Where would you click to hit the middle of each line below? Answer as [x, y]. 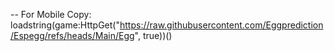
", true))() [153, 35]
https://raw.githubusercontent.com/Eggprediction [221, 25]
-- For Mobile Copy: [51, 14]
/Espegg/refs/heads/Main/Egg [72, 35]
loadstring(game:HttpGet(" [65, 25]
